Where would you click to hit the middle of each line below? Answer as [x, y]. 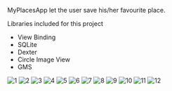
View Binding [37, 37]
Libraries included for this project [55, 23]
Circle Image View [44, 59]
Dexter [27, 52]
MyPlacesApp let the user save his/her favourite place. [86, 10]
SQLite [27, 44]
